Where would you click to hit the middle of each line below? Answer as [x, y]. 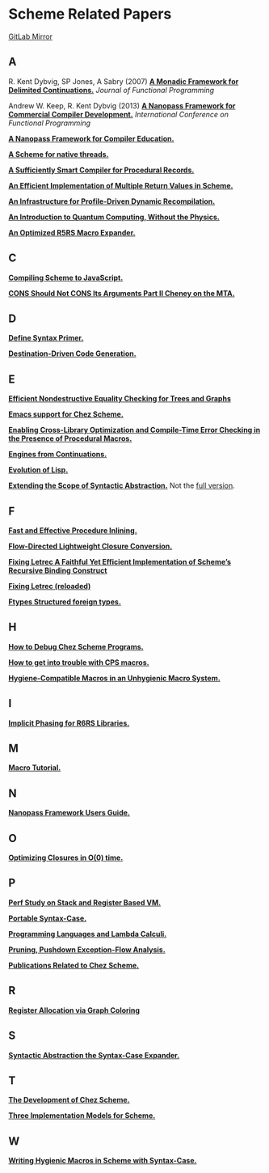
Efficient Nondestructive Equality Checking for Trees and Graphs [120, 399]
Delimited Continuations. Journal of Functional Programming [111, 90]
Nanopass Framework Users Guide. [69, 813]
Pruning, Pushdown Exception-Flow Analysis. [87, 949]
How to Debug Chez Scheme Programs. [76, 646]
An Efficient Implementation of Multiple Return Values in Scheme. [121, 185]
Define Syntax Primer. [46, 338]
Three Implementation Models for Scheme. [82, 1116]
